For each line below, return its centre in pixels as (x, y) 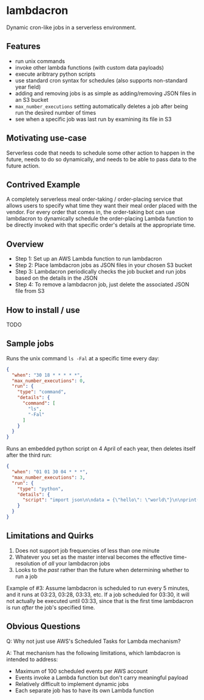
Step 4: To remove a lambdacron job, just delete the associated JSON (102, 284)
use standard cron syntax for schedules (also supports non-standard (101, 80)
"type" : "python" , (40, 489)
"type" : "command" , (42, 392)
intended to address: (32, 659)
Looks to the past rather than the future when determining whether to (102, 570)
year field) (28, 87)
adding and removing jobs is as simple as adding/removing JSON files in (106, 93)
